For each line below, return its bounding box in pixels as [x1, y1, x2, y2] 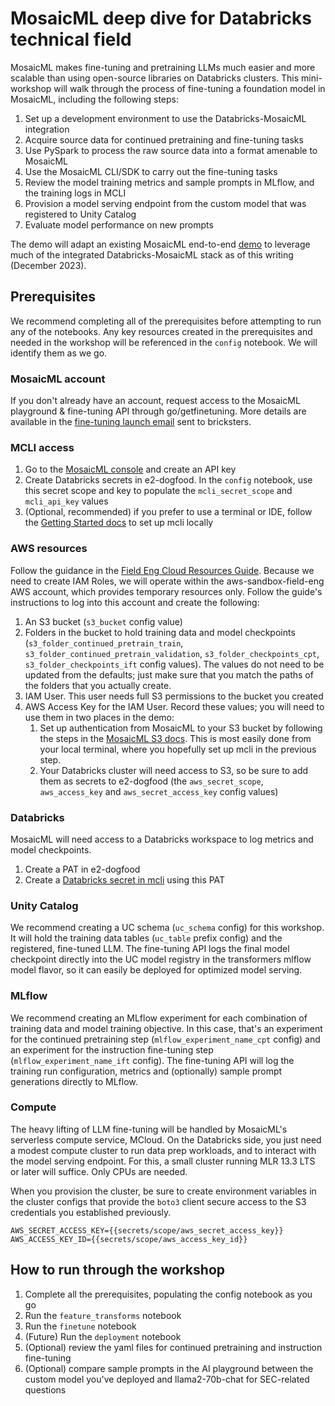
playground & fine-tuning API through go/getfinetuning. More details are [10, 405, 307, 417]
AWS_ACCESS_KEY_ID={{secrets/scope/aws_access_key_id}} [10, 1234, 248, 1244]
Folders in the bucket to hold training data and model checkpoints [24, 626, 296, 638]
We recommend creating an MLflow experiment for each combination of [10, 1012, 308, 1024]
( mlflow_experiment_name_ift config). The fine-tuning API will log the [10, 1054, 295, 1066]
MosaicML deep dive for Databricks [10, 7, 312, 30]
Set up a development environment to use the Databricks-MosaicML [24, 112, 307, 124]
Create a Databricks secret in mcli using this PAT [24, 873, 226, 886]
